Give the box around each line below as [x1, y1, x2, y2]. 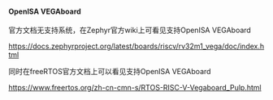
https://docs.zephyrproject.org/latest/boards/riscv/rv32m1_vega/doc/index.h [8, 41, 265, 52]
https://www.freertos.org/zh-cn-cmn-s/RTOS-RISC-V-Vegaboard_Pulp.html [8, 83, 262, 93]
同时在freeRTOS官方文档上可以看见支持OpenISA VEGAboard [8, 67, 211, 77]
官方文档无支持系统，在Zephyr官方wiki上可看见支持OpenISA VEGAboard [8, 25, 252, 35]
